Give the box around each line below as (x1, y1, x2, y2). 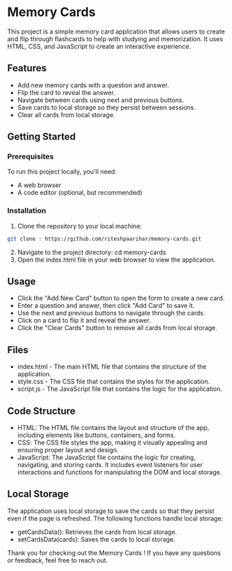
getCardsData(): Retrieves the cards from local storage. (17, 528, 177, 536)
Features (7, 62, 47, 74)
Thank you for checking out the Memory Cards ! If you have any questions (7, 549, 222, 557)
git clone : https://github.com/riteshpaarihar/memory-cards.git (7, 235, 201, 242)
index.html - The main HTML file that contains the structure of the (17, 362, 207, 371)
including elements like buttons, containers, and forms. (17, 431, 176, 440)
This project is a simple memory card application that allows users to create (7, 27, 225, 36)
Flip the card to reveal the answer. (17, 88, 115, 96)
